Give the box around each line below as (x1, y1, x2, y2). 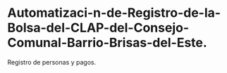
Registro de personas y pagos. (7, 58, 97, 66)
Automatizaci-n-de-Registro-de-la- (7, 5, 221, 21)
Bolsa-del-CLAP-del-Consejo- (7, 20, 189, 36)
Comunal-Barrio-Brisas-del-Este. (7, 35, 208, 51)
